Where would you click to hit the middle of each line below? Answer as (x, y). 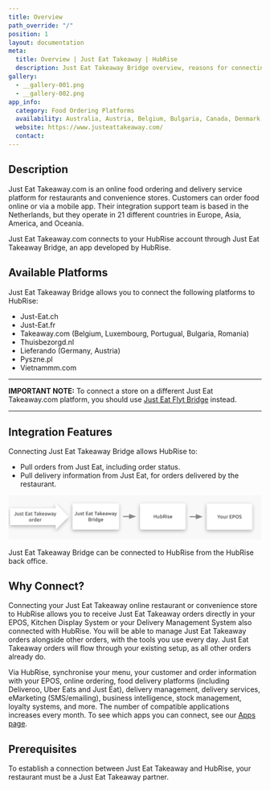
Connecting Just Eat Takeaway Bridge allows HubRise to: (103, 452)
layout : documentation (46, 43)
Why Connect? (46, 586)
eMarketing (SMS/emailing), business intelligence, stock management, (125, 698)
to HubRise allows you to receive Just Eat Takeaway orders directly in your (132, 614)
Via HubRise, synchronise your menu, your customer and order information (133, 672)
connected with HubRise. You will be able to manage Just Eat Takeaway (127, 631)
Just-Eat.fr (38, 325)
